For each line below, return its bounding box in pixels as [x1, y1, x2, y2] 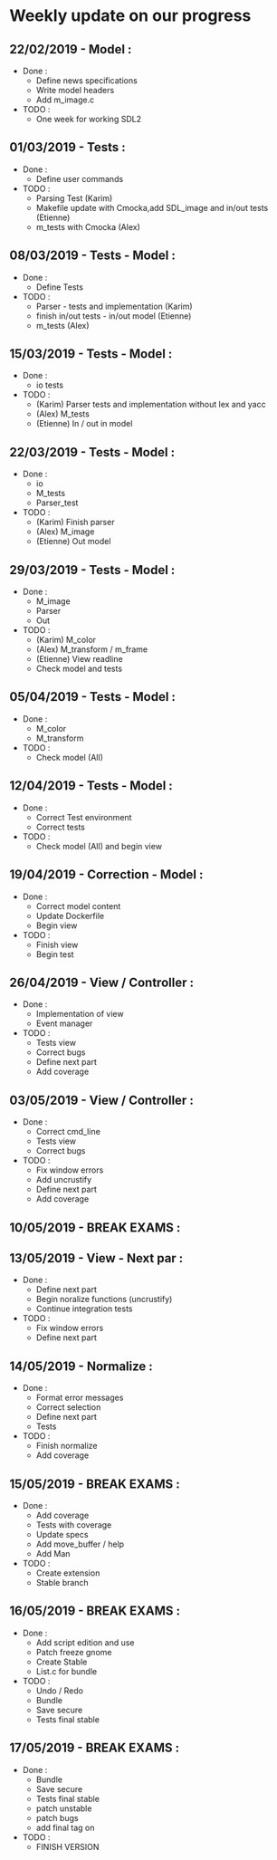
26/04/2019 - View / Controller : [9, 974, 195, 990]
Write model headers [35, 85, 115, 95]
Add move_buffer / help [35, 1539, 125, 1549]
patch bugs [35, 1812, 79, 1823]
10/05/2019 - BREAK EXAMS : [9, 1220, 181, 1235]
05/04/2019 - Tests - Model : [9, 689, 177, 705]
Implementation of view [35, 1009, 124, 1020]
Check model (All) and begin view [35, 840, 163, 851]
